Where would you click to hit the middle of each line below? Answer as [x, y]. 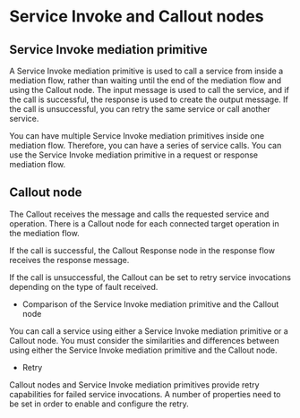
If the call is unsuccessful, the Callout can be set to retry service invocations [150, 277]
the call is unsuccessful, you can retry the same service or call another [140, 109]
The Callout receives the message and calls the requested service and [139, 214]
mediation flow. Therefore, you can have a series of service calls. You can [146, 145]
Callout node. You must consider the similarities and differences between [144, 340]
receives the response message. [69, 260]
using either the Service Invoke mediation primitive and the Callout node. [143, 350]
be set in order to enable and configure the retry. [99, 404]
